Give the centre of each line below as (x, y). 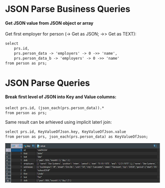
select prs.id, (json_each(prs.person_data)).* (55, 108)
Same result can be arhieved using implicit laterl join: (58, 122)
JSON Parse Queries (48, 83)
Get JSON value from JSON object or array (49, 23)
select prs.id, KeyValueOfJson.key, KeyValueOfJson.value (66, 132)
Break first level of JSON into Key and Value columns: (61, 97)
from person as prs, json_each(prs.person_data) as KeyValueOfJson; (77, 137)
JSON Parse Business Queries (68, 9)
